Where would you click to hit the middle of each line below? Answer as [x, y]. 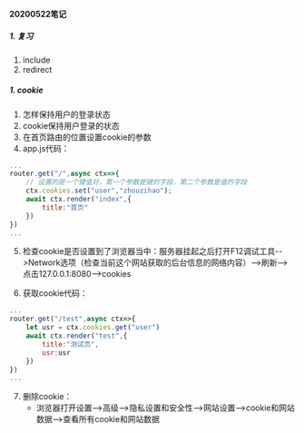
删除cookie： [47, 397]
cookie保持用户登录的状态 [71, 125]
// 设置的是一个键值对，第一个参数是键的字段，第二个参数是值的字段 [137, 182]
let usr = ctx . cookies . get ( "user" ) [93, 328]
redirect [37, 69]
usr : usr [56, 353]
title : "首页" [65, 207]
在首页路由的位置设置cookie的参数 [87, 137]
